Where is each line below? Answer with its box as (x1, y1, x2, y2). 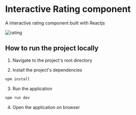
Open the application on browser (12, 104, 80, 110)
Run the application (12, 86, 52, 92)
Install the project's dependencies (12, 67, 82, 73)
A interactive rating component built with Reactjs (5, 20, 105, 26)
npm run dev (5, 95, 30, 100)
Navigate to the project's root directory (12, 57, 93, 63)
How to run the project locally (5, 44, 99, 53)
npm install (5, 76, 30, 82)
